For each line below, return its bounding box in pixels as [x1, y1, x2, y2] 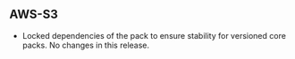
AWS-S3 [9, 7, 58, 22]
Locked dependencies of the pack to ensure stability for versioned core [21, 30, 286, 41]
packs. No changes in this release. [21, 40, 150, 50]
